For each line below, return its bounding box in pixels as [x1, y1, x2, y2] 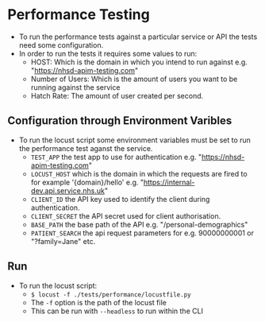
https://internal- [143, 177, 195, 187]
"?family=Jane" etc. [30, 236, 96, 246]
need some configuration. [18, 40, 104, 49]
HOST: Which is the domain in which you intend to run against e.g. [30, 57, 248, 67]
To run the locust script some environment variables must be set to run [18, 135, 252, 145]
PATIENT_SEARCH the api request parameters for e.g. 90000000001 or [30, 228, 255, 238]
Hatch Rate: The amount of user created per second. [30, 91, 204, 100]
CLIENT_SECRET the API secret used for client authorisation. [30, 211, 221, 220]
